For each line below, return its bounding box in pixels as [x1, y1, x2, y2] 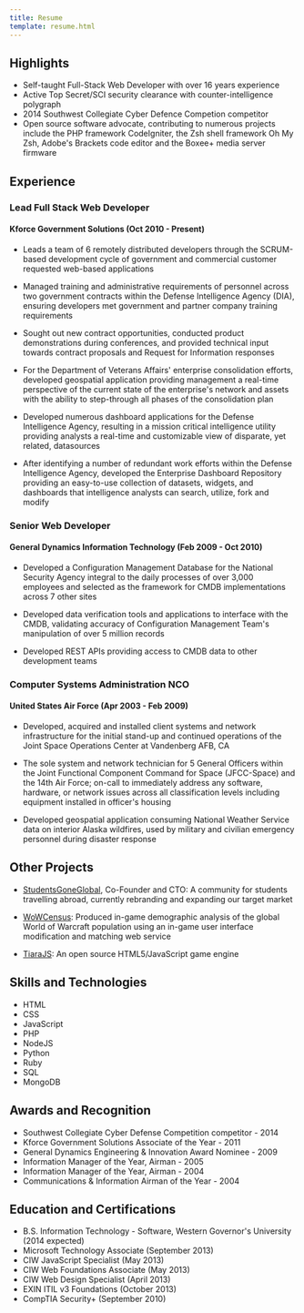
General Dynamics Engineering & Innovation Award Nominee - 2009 [22, 1146, 278, 1157]
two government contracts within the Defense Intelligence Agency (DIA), [22, 290, 295, 301]
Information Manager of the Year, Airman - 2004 [22, 1165, 205, 1176]
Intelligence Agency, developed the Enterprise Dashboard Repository [22, 467, 282, 478]
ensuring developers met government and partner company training [22, 300, 278, 310]
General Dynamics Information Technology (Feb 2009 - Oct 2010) [9, 542, 263, 553]
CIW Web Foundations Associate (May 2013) [22, 1265, 190, 1276]
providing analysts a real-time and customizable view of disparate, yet [22, 430, 287, 442]
